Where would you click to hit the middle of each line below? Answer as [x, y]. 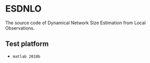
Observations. [20, 28]
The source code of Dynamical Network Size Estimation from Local [76, 23]
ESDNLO [23, 9]
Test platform [27, 44]
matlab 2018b [26, 56]
